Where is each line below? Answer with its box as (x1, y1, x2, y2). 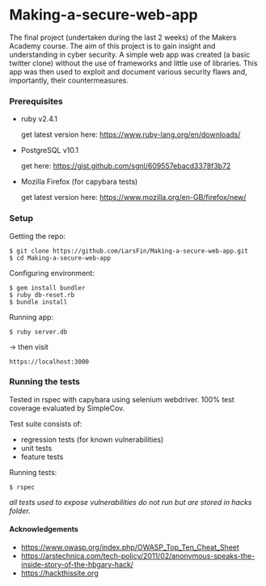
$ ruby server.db (9, 328, 68, 336)
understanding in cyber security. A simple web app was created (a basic (9, 49, 251, 59)
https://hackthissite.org (20, 568, 99, 578)
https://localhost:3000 (9, 358, 90, 366)
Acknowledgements (9, 524, 79, 534)
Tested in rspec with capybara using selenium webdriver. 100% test (9, 394, 235, 404)
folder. (9, 506, 31, 516)
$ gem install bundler (9, 283, 86, 292)
